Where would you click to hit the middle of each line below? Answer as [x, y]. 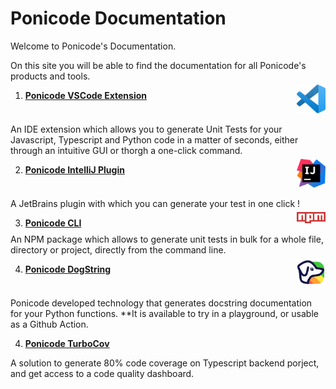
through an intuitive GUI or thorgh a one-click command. [126, 150]
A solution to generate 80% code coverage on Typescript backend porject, [165, 363]
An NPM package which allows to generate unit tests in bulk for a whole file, [167, 239]
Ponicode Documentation [118, 18]
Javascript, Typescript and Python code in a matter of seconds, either [154, 139]
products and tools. [50, 76]
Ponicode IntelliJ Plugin [74, 169]
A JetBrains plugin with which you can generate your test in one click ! [155, 203]
